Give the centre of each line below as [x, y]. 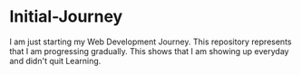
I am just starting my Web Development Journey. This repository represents [150, 42]
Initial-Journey [66, 17]
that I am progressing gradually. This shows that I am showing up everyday [149, 51]
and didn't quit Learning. [55, 61]
